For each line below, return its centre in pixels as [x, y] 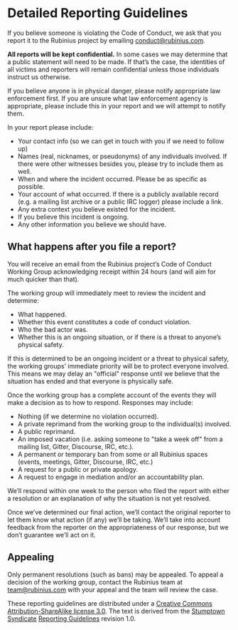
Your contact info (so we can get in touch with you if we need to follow [121, 141]
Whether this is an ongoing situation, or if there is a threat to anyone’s [119, 337]
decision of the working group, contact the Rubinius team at [95, 582]
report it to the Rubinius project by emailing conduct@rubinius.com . [106, 40]
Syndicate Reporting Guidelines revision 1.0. [72, 619]
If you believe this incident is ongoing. [73, 217]
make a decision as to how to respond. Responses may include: [101, 402]
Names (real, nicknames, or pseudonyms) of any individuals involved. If [122, 156]
